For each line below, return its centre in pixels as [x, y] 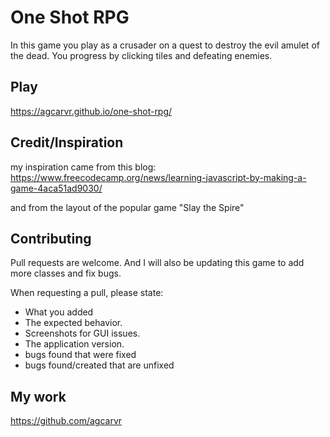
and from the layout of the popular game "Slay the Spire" [127, 207]
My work [38, 396]
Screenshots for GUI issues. [82, 333]
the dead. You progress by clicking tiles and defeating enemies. [141, 55]
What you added [59, 312]
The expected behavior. [73, 323]
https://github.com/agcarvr [66, 421]
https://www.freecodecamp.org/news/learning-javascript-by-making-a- [158, 177]
